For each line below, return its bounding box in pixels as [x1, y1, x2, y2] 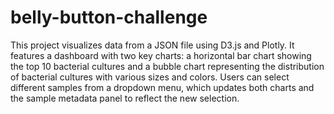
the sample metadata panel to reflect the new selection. [10, 92, 240, 104]
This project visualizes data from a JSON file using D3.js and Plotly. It [10, 39, 295, 51]
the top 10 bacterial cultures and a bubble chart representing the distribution [10, 60, 325, 72]
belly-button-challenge [10, 6, 208, 29]
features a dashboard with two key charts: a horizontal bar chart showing [10, 49, 312, 61]
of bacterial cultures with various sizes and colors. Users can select [10, 71, 290, 83]
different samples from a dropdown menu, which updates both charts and [10, 81, 315, 93]
